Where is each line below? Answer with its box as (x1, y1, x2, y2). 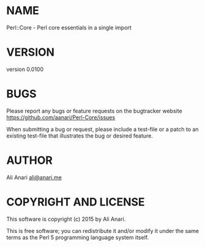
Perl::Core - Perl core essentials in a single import (6, 24, 132, 31)
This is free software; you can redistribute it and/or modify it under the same (6, 227, 199, 234)
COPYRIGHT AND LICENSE (6, 195, 145, 208)
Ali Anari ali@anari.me (6, 174, 62, 181)
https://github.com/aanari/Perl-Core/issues (6, 114, 115, 121)
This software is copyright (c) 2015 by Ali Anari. (6, 215, 126, 223)
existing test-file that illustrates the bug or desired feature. (6, 132, 153, 139)
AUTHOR (6, 153, 53, 167)
